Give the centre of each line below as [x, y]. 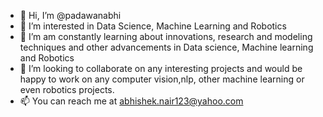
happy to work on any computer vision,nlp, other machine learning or [162, 79]
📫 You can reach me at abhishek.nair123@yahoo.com [131, 101]
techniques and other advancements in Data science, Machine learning [166, 47]
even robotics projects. [67, 89]
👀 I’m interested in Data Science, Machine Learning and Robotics [153, 26]
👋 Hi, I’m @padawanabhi [70, 15]
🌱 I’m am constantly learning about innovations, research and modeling [166, 36]
